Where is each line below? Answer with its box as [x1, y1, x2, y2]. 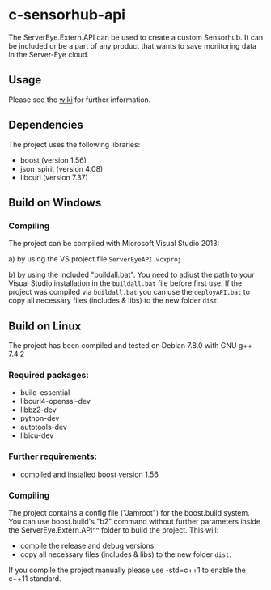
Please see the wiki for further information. [8, 95, 151, 104]
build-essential [19, 388, 70, 397]
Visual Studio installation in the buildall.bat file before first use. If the [8, 278, 243, 288]
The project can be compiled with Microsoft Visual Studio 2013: [8, 239, 220, 248]
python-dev [19, 414, 60, 423]
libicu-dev [19, 431, 54, 440]
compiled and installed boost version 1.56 [19, 469, 159, 479]
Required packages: [8, 369, 89, 380]
